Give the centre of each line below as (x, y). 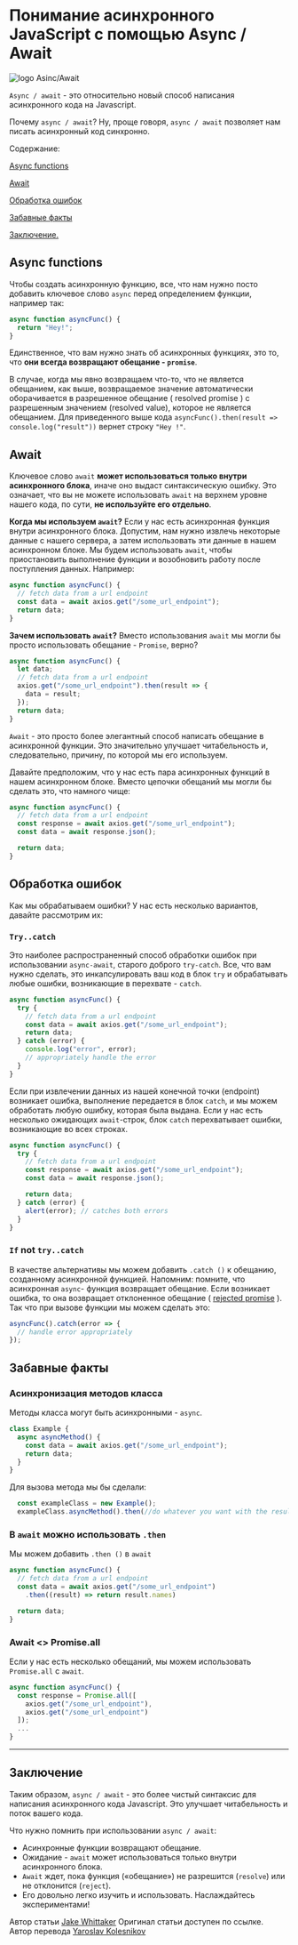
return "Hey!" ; (45, 327)
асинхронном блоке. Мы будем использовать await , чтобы (121, 550)
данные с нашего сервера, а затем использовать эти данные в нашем (143, 541)
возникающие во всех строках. (69, 1129)
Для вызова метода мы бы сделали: (78, 1487)
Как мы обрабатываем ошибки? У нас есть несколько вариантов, (134, 905)
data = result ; (53, 695)
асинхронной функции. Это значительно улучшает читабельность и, (139, 745)
